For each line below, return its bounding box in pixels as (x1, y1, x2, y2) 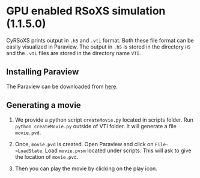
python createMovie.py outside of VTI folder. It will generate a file (14, 122, 177, 129)
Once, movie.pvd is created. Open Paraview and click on (14, 140, 154, 147)
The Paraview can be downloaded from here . (6, 83, 118, 90)
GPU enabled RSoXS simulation (6, 4, 166, 18)
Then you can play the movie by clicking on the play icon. (14, 165, 157, 172)
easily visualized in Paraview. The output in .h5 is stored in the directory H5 (6, 43, 191, 50)
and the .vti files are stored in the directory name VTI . (6, 49, 141, 56)
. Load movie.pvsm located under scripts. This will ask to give (41, 147, 192, 154)
